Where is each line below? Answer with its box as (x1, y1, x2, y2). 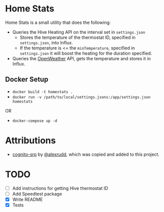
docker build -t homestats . (12, 89, 73, 95)
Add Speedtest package (12, 191, 62, 197)
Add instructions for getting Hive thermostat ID (12, 185, 108, 191)
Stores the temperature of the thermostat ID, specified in (19, 34, 136, 40)
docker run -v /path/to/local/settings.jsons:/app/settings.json (12, 95, 151, 100)
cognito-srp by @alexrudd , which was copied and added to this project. (12, 151, 160, 157)
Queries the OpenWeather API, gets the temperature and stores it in (12, 55, 151, 61)
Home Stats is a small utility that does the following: (5, 19, 111, 25)
